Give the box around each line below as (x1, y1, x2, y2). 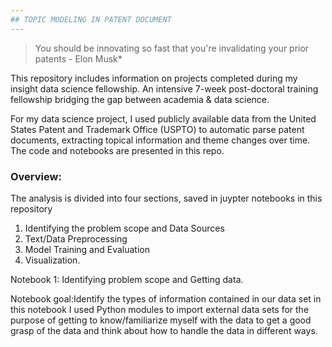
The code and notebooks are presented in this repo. (10, 144, 225, 156)
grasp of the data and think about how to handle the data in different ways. (10, 324, 318, 336)
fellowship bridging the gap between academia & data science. (10, 93, 270, 105)
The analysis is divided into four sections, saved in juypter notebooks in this (10, 192, 323, 204)
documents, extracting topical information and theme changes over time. (10, 134, 311, 146)
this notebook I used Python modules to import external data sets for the (10, 303, 310, 315)
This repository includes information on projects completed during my (10, 72, 298, 84)
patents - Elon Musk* (34, 52, 123, 65)
